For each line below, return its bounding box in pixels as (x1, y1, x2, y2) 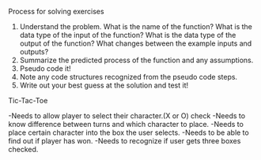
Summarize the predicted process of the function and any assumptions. (19, 55, 254, 65)
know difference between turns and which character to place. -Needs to (8, 120, 244, 128)
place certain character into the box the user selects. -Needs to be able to (8, 128, 249, 137)
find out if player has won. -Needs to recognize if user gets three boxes (8, 136, 241, 145)
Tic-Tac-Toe (8, 96, 48, 105)
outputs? (19, 47, 49, 56)
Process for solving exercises (8, 7, 104, 16)
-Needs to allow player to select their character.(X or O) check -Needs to (8, 111, 246, 121)
